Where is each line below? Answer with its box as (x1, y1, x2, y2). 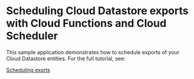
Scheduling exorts (6, 66, 50, 73)
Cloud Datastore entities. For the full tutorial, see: (6, 55, 126, 62)
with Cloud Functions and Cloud (6, 17, 167, 30)
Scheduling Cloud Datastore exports (6, 4, 189, 18)
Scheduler (6, 29, 58, 42)
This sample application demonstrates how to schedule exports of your (6, 48, 180, 55)
